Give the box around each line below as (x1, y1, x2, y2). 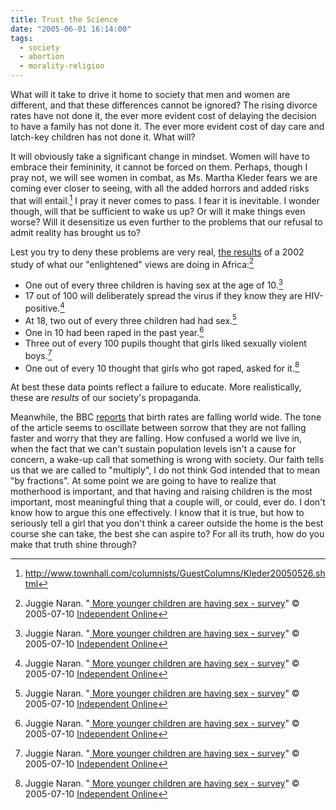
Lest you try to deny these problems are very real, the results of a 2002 (10, 246, 305, 258)
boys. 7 (24, 347, 53, 361)
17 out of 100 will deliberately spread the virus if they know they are (24, 289, 303, 301)
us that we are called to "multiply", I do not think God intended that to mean (10, 464, 321, 476)
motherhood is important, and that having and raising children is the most (10, 486, 313, 498)
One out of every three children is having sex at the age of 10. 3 (24, 277, 284, 291)
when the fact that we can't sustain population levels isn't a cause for (10, 443, 297, 455)
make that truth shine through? (10, 539, 137, 551)
